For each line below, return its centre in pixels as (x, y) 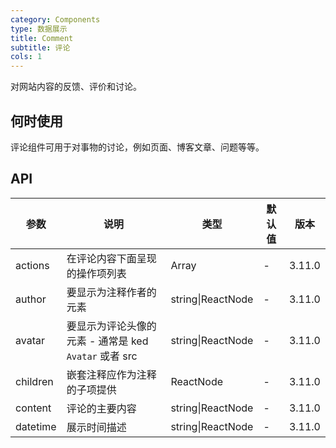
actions (32, 265)
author (31, 299)
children (34, 381)
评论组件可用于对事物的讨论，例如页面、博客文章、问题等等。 (137, 147)
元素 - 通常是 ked (107, 341)
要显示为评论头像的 (111, 326)
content (33, 408)
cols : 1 (26, 57)
